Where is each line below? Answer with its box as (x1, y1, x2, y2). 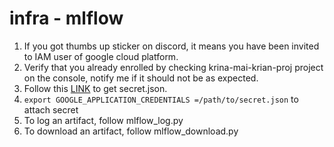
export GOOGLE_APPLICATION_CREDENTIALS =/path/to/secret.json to (23, 93, 299, 105)
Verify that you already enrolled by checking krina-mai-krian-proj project (23, 61, 324, 73)
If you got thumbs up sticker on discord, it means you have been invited (23, 40, 320, 52)
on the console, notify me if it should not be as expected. (23, 72, 259, 84)
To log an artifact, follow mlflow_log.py (23, 114, 184, 126)
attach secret (23, 103, 79, 116)
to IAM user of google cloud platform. (23, 50, 179, 62)
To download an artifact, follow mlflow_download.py (23, 125, 239, 137)
